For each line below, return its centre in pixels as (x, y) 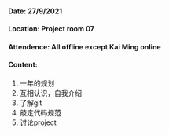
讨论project (38, 122)
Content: (23, 65)
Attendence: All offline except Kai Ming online (84, 46)
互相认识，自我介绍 (51, 93)
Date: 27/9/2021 (35, 11)
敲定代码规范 (40, 112)
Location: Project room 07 (51, 29)
